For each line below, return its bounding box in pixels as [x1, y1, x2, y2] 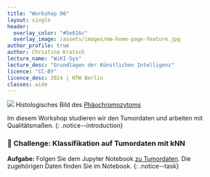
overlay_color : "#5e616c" [13, 29, 88, 37]
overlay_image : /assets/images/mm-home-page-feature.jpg [13, 36, 181, 43]
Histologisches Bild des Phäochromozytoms [15, 101, 142, 109]
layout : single [7, 17, 51, 24]
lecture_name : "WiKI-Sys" [7, 55, 82, 62]
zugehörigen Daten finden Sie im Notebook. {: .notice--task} [7, 162, 180, 170]
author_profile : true [7, 42, 70, 49]
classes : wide [7, 81, 48, 88]
